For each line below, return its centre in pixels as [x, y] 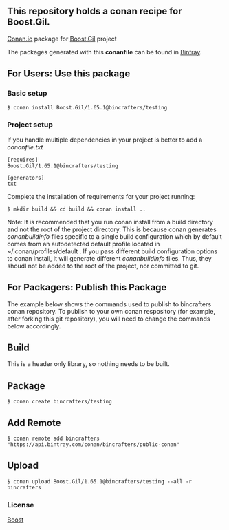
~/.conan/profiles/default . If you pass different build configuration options [112, 251]
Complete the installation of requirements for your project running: [101, 196]
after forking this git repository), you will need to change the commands [109, 319]
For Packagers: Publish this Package [87, 287]
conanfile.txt [25, 147]
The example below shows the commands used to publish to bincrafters [109, 304]
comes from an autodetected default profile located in [84, 244]
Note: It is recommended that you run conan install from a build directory [110, 222]
